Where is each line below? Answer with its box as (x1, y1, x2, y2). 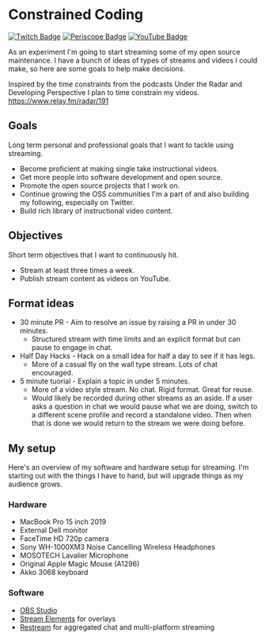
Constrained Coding (8, 6, 144, 24)
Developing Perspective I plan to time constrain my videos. (8, 87, 200, 97)
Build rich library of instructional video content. (19, 206, 173, 215)
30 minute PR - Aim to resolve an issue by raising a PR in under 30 (19, 318, 237, 327)
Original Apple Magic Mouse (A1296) (19, 559, 140, 569)
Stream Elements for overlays (19, 614, 116, 623)
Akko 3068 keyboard (19, 568, 89, 577)
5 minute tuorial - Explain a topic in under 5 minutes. (19, 376, 190, 386)
